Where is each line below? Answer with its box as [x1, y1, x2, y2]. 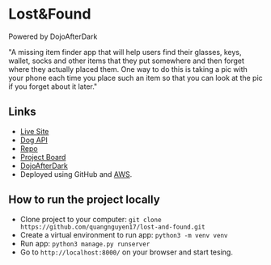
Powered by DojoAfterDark [8, 32, 98, 41]
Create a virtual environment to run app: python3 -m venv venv [19, 229, 228, 239]
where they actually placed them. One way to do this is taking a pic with [8, 64, 248, 74]
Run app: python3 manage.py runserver [19, 238, 150, 248]
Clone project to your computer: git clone [19, 214, 162, 224]
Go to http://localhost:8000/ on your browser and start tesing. [19, 247, 233, 257]
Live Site [19, 126, 49, 136]
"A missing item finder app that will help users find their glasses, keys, [8, 47, 242, 57]
